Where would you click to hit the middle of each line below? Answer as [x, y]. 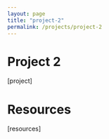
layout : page [26, 14]
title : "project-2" [36, 20]
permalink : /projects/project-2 [54, 27]
